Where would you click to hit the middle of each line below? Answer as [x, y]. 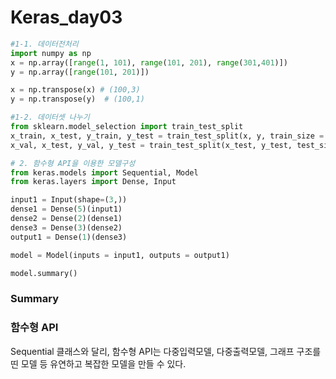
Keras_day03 [66, 17]
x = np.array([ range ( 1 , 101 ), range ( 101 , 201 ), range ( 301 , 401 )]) [149, 62]
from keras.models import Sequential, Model [104, 172]
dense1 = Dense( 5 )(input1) [66, 209]
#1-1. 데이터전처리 [44, 44]
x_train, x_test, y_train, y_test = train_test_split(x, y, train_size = [167, 136]
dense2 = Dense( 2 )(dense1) [66, 219]
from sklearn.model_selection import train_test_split [127, 127]
